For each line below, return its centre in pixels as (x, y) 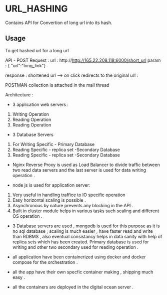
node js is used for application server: (51, 185)
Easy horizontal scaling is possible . (49, 200)
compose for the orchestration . (45, 262)
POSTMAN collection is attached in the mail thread (57, 85)
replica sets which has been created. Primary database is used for (80, 242)
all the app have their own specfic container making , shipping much (83, 272)
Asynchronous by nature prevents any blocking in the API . (73, 205)
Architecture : (19, 95)
